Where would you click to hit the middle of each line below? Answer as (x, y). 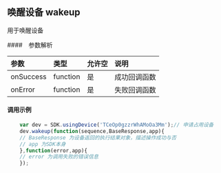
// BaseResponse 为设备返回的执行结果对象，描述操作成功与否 (98, 138)
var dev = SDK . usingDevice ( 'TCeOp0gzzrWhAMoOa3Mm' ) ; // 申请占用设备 (117, 125)
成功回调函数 (135, 77)
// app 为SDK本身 (43, 144)
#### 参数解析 (30, 45)
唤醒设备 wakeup (44, 12)
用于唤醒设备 (25, 30)
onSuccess (29, 77)
